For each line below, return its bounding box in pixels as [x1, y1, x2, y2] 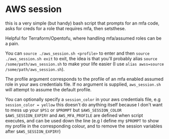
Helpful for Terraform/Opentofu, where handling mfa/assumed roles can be [5, 35, 162, 41]
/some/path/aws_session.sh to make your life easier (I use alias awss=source [5, 61, 164, 67]
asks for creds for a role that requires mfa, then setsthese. [5, 25, 126, 31]
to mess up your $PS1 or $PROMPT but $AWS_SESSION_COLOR [5, 107, 122, 113]
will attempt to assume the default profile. [5, 86, 92, 92]
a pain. [5, 40, 20, 46]
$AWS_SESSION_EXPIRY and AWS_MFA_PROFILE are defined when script [5, 112, 143, 118]
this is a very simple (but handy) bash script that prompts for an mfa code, [5, 20, 160, 26]
